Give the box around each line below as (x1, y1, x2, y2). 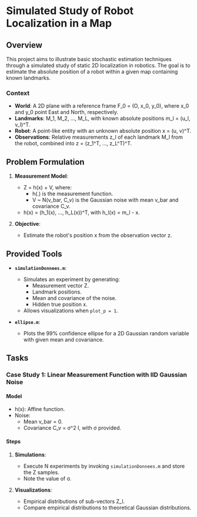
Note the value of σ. (23, 475, 72, 482)
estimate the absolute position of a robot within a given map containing (6, 68, 178, 75)
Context (6, 89, 30, 97)
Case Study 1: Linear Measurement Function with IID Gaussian (6, 371, 187, 379)
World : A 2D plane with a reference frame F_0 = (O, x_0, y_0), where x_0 (14, 102, 189, 109)
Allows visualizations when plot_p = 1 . (23, 307, 118, 314)
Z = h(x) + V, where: (23, 184, 72, 191)
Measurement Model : (14, 172, 69, 180)
